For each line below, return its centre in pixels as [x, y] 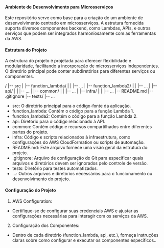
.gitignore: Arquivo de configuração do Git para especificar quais [78, 158]
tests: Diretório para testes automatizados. [55, 168]
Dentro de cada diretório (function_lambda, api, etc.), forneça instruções [85, 235]
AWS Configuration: [32, 201]
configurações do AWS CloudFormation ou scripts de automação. [78, 142]
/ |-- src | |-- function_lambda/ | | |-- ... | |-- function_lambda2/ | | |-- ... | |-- [81, 86]
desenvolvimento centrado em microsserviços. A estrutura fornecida [74, 23]
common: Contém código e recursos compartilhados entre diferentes [82, 127]
